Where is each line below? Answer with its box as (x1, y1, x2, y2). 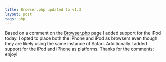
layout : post (5, 12, 32, 17)
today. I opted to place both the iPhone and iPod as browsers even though (5, 35, 158, 41)
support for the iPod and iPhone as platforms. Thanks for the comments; (5, 46, 154, 52)
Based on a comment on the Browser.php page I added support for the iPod (5, 30, 161, 36)
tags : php (5, 16, 26, 21)
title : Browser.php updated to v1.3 (5, 7, 81, 12)
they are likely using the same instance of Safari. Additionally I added (5, 41, 147, 47)
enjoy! (5, 51, 18, 57)
